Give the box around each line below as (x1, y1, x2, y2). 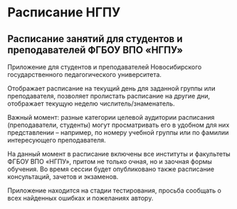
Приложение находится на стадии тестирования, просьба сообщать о (7, 186, 222, 195)
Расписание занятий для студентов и (7, 33, 183, 45)
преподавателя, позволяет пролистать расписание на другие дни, (7, 92, 211, 100)
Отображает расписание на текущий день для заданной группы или (7, 84, 216, 93)
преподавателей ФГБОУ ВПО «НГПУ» (7, 44, 184, 56)
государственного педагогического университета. (7, 71, 162, 78)
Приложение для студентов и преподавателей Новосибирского (7, 63, 202, 71)
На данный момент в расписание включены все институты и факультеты (7, 150, 231, 158)
